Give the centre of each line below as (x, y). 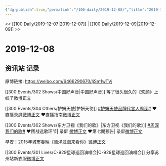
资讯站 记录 (22, 68)
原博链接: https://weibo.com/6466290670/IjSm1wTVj (59, 81)
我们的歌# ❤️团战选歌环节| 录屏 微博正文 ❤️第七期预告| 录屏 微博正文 (74, 131)
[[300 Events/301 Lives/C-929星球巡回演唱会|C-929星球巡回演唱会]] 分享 (80, 152)
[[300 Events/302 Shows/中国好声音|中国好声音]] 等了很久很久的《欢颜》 (80, 91)
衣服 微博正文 (31, 158)
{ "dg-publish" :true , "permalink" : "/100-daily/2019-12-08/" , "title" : (76, 10)
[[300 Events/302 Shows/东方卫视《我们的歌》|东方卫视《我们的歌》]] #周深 (82, 125)
